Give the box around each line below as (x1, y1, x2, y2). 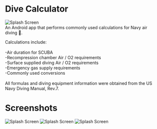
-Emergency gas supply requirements (5, 64, 80, 71)
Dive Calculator (5, 3, 69, 15)
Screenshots (5, 103, 58, 113)
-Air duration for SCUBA (5, 49, 53, 55)
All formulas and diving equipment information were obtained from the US (5, 80, 153, 86)
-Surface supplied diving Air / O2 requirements (5, 60, 99, 65)
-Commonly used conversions (5, 70, 65, 76)
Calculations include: (5, 39, 47, 45)
